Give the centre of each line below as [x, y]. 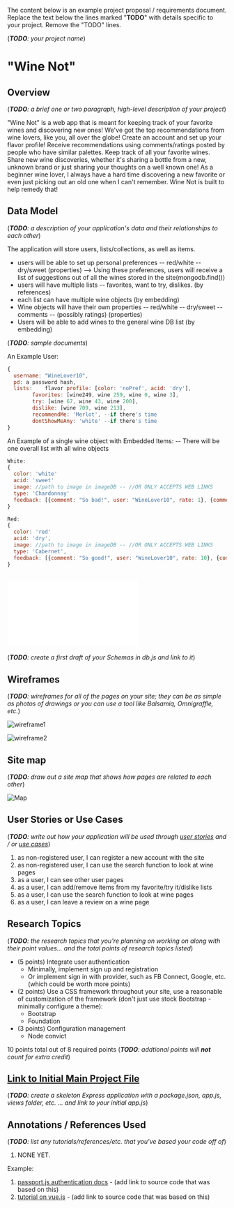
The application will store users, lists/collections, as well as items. [101, 249]
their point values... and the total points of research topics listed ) [100, 948]
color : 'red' [32, 532]
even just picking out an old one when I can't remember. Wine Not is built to [116, 182]
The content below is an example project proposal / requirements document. [117, 10]
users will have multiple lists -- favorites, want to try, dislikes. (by [110, 285]
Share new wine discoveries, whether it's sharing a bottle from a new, [107, 159]
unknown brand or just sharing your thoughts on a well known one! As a [110, 167]
